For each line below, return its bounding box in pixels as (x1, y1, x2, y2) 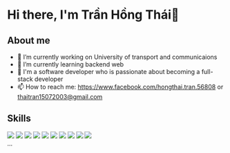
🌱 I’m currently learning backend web (17, 60, 124, 69)
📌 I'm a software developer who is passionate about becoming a (17, 68, 200, 75)
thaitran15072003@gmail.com (17, 93, 103, 100)
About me (7, 35, 50, 46)
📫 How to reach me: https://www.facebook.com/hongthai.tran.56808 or (17, 83, 224, 91)
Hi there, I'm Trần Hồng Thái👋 (7, 7, 180, 23)
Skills (7, 113, 31, 125)
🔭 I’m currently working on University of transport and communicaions (17, 53, 218, 61)
